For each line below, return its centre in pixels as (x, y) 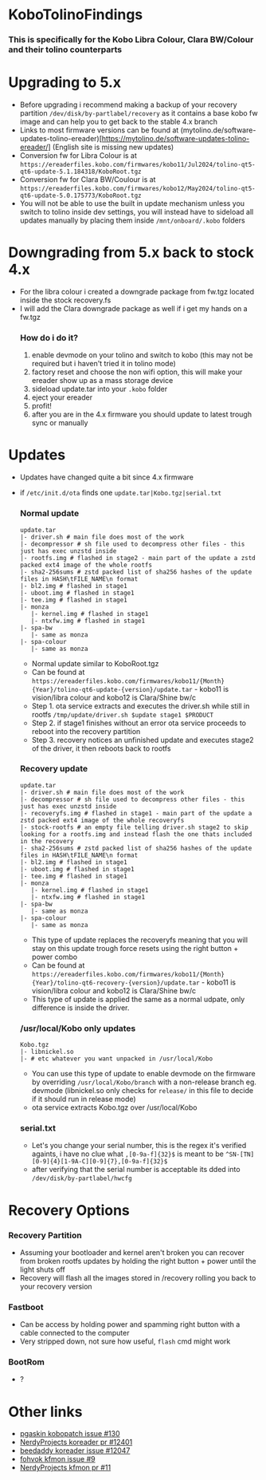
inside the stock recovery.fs (65, 300)
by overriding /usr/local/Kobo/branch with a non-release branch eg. (144, 1082)
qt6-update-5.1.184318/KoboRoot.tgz (80, 172)
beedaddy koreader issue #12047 (75, 1450)
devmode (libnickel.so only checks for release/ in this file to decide (142, 1091)
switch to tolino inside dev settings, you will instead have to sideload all (137, 212)
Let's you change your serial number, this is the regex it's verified (139, 1146)
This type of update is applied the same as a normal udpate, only (138, 999)
